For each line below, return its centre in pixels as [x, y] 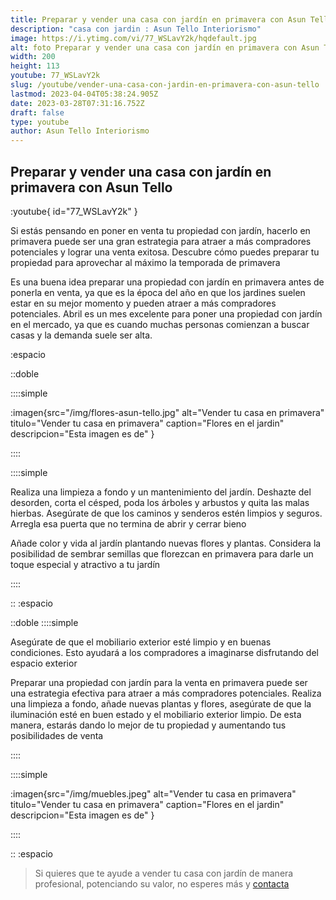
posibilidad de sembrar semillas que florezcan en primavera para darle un [162, 553]
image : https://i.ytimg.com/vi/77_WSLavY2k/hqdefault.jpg [133, 38]
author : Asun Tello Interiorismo [80, 131]
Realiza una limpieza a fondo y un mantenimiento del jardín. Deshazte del [161, 492]
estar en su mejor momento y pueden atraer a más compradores [143, 303]
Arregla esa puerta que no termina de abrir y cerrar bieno [128, 523]
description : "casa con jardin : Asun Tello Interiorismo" [136, 29]
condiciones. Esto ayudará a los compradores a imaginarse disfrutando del [164, 652]
